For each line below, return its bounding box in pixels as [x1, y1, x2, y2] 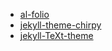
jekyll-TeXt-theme [19, 30, 94, 41]
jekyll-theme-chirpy [19, 19, 102, 31]
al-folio [19, 9, 50, 20]
